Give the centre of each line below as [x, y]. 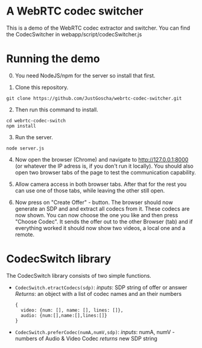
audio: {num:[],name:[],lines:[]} [64, 315]
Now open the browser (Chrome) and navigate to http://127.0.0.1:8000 [102, 159]
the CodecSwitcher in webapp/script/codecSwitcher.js [74, 34]
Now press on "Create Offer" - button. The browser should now [94, 202]
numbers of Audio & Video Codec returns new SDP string [86, 338]
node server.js [25, 148]
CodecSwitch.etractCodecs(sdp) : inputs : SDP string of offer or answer [101, 287]
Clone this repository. [42, 87]
